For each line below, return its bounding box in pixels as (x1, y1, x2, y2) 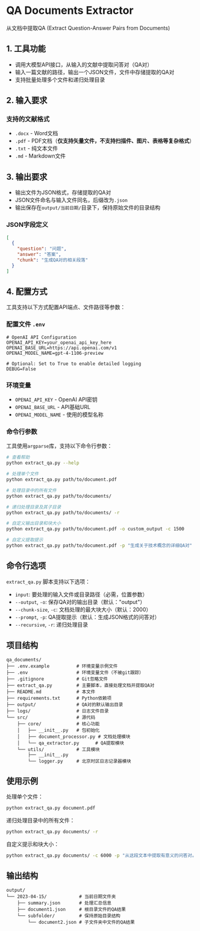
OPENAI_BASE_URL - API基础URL (14, 404, 91, 411)
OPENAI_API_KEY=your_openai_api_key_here (6, 339, 112, 346)
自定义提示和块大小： (6, 840, 59, 848)
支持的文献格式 (6, 115, 50, 124)
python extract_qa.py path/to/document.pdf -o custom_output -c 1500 (6, 526, 185, 532)
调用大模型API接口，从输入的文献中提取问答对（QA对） (14, 61, 153, 68)
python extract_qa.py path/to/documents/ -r (6, 509, 120, 516)
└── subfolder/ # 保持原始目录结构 (17, 912, 120, 919)
